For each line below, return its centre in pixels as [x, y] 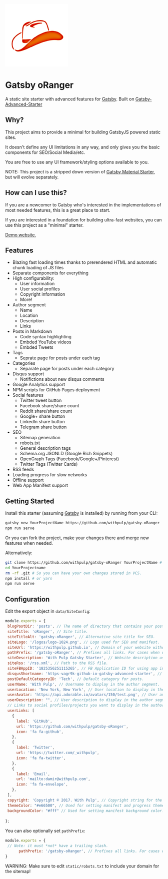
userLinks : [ [21, 711]
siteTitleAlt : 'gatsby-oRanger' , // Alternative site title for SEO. [81, 637]
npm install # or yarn [29, 578]
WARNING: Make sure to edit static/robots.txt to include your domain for [82, 866]
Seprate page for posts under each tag [60, 358]
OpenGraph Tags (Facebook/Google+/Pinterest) [69, 459]
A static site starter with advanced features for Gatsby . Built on [70, 99]
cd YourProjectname [25, 568]
